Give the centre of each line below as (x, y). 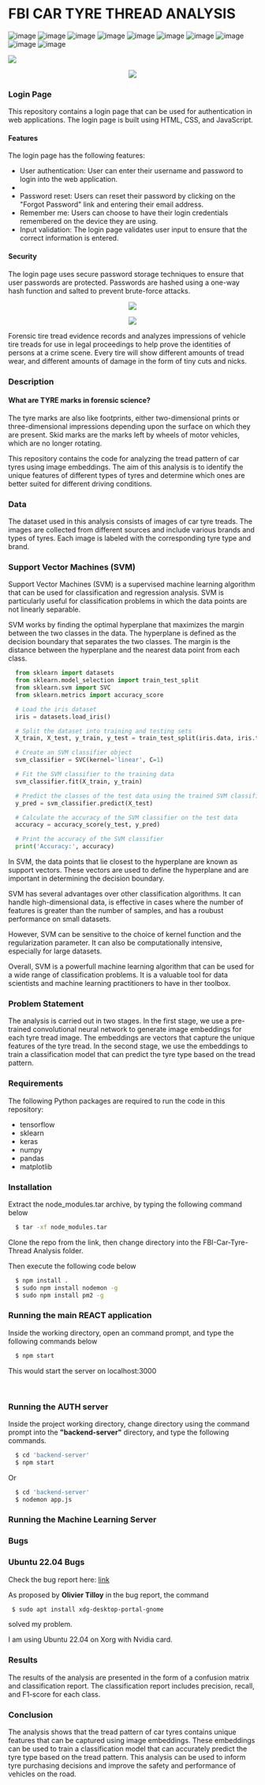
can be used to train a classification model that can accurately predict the (128, 1749)
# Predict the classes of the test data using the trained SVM (121, 796)
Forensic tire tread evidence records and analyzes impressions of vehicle (127, 335)
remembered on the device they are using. (89, 222)
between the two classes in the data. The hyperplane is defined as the (122, 633)
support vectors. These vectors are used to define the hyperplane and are (129, 870)
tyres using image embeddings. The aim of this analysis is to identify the (126, 467)
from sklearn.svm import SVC (63, 688)
